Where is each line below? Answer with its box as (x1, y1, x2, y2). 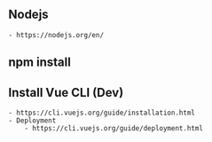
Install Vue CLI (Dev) (8, 84, 124, 100)
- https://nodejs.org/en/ (8, 30, 104, 39)
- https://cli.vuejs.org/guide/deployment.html (24, 124, 203, 133)
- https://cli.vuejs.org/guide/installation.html (8, 108, 196, 118)
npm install (8, 55, 72, 70)
